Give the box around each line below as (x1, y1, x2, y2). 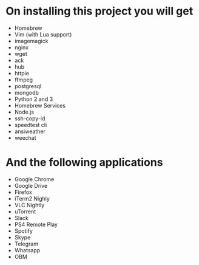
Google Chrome (14, 175, 55, 183)
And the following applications (5, 156, 163, 170)
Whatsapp (14, 246, 41, 253)
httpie (14, 69, 30, 77)
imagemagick (14, 37, 49, 44)
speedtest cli (14, 121, 47, 128)
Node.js (14, 108, 35, 115)
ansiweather (14, 128, 46, 135)
